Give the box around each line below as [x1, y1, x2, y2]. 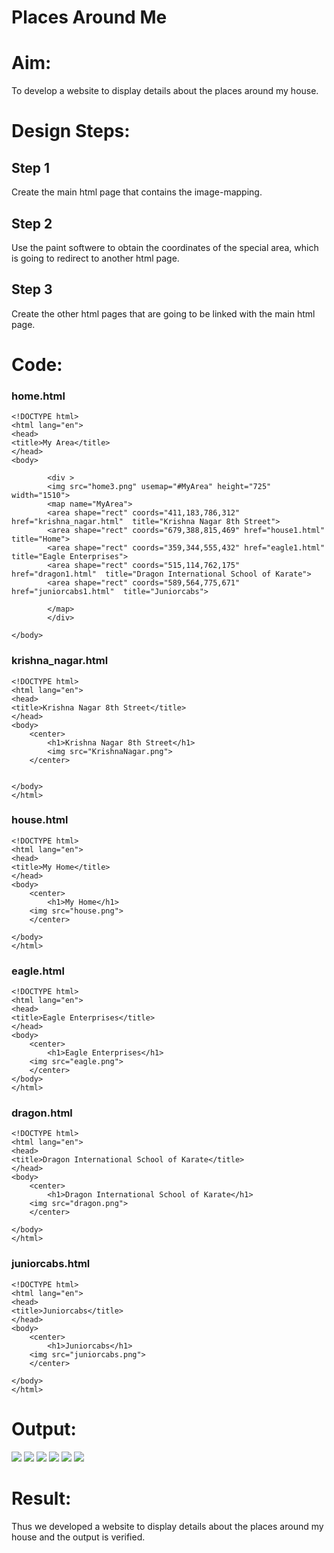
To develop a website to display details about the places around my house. [11, 85, 319, 97]
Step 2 [11, 215, 53, 232]
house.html [11, 813, 69, 827]
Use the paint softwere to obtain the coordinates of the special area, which [11, 241, 319, 253]
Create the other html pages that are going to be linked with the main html [11, 307, 316, 320]
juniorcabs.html [11, 1257, 91, 1271]
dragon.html [11, 1106, 73, 1120]
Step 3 [11, 281, 53, 298]
